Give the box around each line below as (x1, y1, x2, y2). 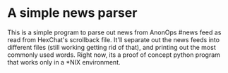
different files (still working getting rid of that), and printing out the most (7, 43, 217, 51)
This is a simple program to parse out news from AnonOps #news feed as (7, 28, 222, 36)
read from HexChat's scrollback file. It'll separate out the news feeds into (7, 35, 220, 44)
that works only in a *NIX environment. (7, 58, 121, 66)
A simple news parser (7, 5, 138, 21)
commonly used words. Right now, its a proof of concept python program (7, 51, 221, 59)
